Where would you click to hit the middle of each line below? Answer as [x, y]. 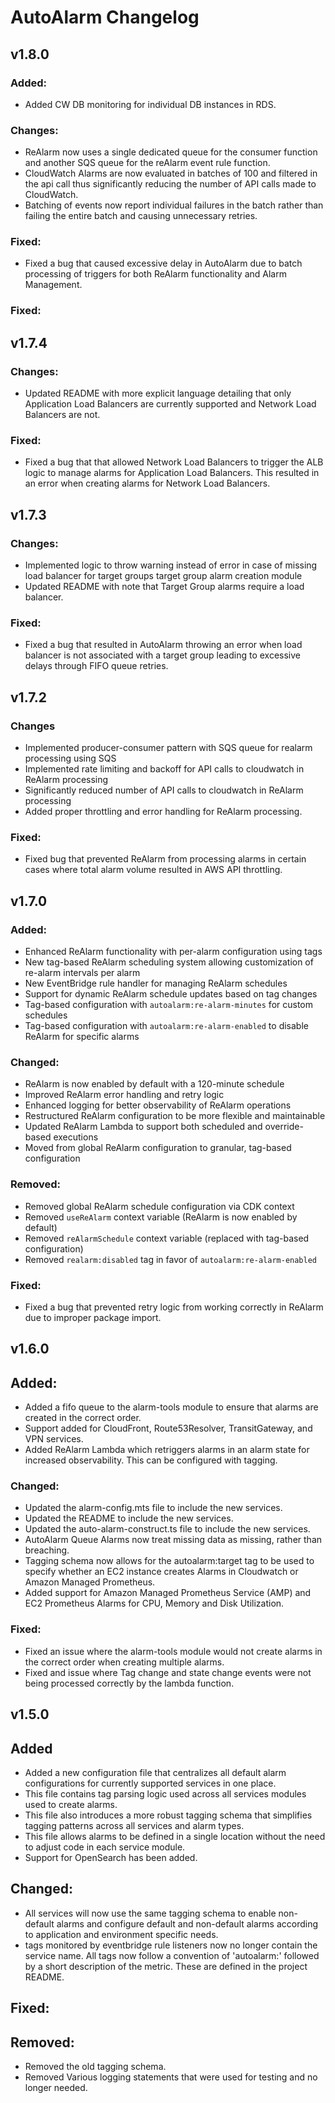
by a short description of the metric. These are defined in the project [166, 1966]
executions [76, 1137]
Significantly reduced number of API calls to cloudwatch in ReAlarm [164, 790]
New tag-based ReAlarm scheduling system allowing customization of [169, 962]
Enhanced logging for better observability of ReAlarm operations [158, 1105]
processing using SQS [70, 758]
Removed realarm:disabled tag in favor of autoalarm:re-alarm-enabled [171, 1259]
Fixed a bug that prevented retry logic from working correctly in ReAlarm [174, 1307]
